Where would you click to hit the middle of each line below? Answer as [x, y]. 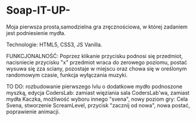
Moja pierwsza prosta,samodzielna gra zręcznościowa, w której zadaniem [97, 27]
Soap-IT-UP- [38, 10]
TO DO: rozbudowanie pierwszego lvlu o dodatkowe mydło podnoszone [94, 86]
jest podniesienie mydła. [36, 33]
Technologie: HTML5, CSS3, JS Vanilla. [54, 44]
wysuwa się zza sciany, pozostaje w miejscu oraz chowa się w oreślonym [97, 68]
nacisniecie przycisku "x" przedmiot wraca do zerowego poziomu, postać [97, 62]
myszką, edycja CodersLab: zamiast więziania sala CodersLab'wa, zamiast [98, 93]
